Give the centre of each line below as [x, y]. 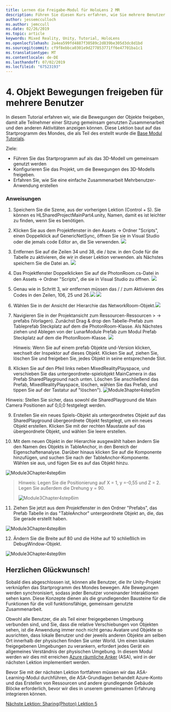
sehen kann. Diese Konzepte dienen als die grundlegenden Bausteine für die [86, 598]
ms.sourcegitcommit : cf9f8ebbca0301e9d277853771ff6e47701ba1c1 [74, 48]
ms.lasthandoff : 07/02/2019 [36, 62]
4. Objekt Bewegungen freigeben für [84, 92]
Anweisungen [23, 198]
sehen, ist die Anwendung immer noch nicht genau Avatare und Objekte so [84, 630]
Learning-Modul [23, 678]
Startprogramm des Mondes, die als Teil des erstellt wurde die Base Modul [84, 134]
